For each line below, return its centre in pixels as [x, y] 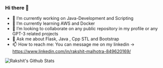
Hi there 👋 [17, 8]
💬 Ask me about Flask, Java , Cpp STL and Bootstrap [66, 39]
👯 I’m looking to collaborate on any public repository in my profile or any [85, 29]
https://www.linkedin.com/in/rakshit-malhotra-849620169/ [71, 51]
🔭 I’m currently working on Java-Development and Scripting [73, 18]
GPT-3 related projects [35, 34]
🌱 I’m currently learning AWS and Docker [54, 23]
